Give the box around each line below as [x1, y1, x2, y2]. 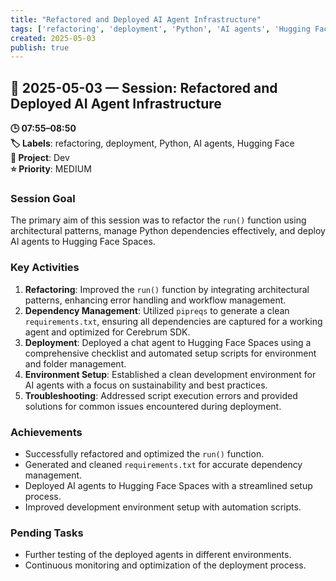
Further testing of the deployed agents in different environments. [24, 549, 292, 561]
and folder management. [24, 357, 127, 370]
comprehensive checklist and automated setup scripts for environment [24, 347, 317, 359]
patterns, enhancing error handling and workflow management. [24, 294, 287, 306]
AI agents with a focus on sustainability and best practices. [24, 379, 268, 391]
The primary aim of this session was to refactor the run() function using [10, 214, 307, 226]
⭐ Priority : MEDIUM [10, 163, 92, 175]
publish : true [10, 42, 70, 53]
